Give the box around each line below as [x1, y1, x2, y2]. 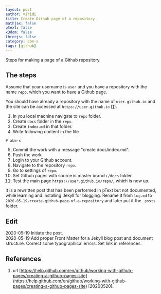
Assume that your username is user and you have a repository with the [5, 84, 147, 90]
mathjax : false [5, 21, 36, 26]
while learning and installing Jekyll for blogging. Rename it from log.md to [5, 192, 152, 198]
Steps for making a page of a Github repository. [5, 57, 101, 63]
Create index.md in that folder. [12, 124, 72, 129]
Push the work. [12, 152, 43, 158]
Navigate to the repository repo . [12, 162, 76, 168]
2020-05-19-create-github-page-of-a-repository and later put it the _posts [5, 198, 156, 204]
